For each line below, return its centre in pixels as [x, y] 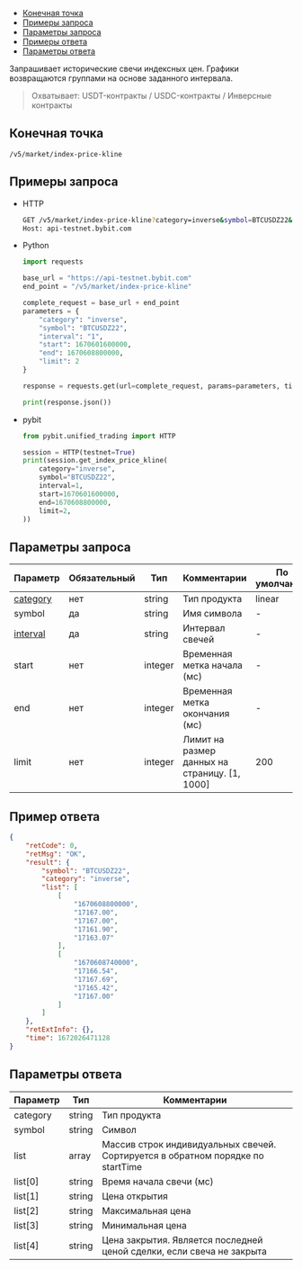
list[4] [27, 1246]
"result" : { [48, 862]
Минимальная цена [144, 1225]
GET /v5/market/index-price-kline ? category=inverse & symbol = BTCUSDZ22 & [157, 220]
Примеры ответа [55, 41]
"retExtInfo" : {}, [60, 1030]
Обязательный [102, 578]
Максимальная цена [147, 1210]
